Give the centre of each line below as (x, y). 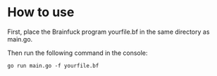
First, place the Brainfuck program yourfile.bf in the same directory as (108, 32)
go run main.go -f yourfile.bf (53, 65)
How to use (41, 12)
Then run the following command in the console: (77, 53)
